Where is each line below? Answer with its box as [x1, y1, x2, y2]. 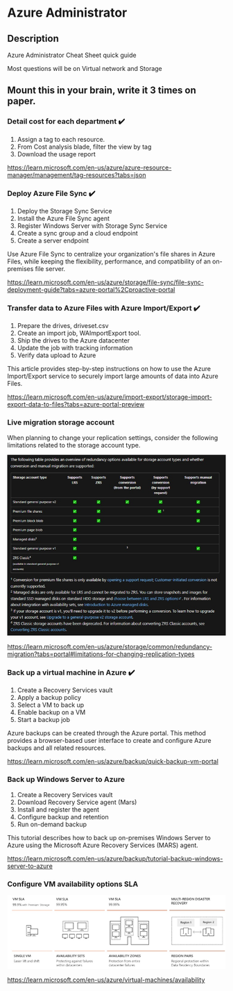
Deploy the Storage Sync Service [17, 206, 112, 215]
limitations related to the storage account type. [7, 441, 141, 449]
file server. [35, 264, 66, 272]
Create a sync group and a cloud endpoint [17, 229, 139, 237]
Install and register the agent [17, 805, 99, 814]
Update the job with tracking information [17, 344, 133, 352]
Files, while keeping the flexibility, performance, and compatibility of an [7, 257, 212, 265]
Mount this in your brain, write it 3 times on [7, 85, 196, 97]
